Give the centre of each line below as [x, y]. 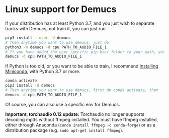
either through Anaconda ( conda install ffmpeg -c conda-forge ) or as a [80, 125]
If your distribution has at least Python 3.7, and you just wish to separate [80, 23]
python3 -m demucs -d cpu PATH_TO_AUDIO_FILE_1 [56, 47]
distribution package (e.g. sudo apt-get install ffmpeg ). [64, 130]
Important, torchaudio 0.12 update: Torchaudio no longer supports [75, 114]
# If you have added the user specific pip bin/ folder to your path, [81, 52]
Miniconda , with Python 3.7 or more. [43, 72]
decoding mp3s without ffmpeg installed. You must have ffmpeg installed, [82, 119]
